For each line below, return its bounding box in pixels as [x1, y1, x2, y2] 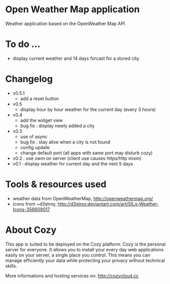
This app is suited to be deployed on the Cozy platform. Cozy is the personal [5, 241, 166, 247]
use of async [20, 133, 48, 139]
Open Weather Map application [5, 4, 140, 15]
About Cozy [5, 224, 57, 235]
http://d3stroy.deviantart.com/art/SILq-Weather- [58, 201, 159, 207]
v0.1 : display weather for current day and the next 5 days [12, 160, 133, 167]
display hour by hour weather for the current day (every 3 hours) [20, 106, 156, 112]
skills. [5, 263, 17, 269]
